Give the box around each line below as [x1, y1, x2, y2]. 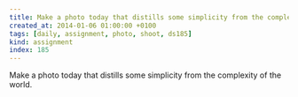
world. [9, 79, 33, 90]
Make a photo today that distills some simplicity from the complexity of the [9, 70, 282, 80]
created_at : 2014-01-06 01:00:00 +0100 [9, 21, 157, 30]
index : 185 [9, 46, 50, 55]
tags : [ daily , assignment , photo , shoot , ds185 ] [9, 29, 192, 38]
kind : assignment [9, 37, 74, 47]
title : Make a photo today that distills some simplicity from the [9, 12, 264, 22]
